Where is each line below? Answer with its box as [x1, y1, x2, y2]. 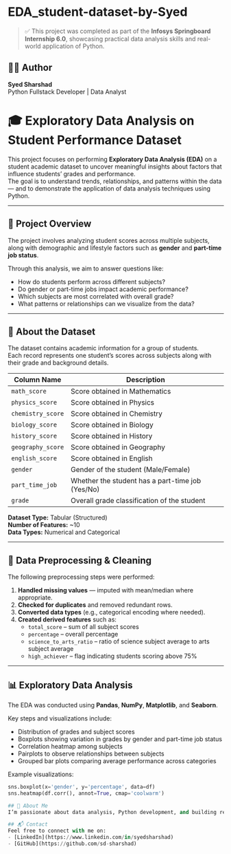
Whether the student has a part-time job [70, 476, 202, 486]
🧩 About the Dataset [8, 325, 95, 337]
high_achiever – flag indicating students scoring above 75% [27, 652, 197, 661]
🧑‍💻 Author [8, 62, 53, 74]
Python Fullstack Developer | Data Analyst [8, 87, 127, 96]
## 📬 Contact [8, 821, 49, 828]
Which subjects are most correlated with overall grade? [17, 292, 174, 300]
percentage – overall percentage [27, 630, 119, 639]
